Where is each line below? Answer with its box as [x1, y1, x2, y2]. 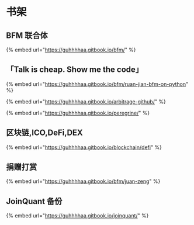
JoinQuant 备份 [6, 196, 63, 206]
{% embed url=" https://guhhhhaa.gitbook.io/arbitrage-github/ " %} [6, 98, 167, 105]
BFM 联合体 [6, 30, 48, 40]
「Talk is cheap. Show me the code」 [6, 65, 144, 75]
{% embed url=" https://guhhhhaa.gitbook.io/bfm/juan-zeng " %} [6, 178, 161, 185]
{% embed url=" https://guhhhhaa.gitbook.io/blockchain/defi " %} [6, 144, 162, 151]
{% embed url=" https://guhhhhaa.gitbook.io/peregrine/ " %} [6, 109, 150, 116]
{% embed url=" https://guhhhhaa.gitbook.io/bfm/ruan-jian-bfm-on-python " [6, 80, 189, 88]
